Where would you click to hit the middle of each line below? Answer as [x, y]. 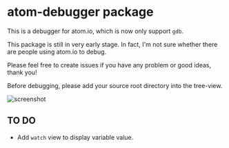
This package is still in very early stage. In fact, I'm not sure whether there [112, 44]
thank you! [22, 72]
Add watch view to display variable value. [75, 137]
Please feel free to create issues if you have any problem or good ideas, [109, 65]
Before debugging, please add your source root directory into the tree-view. [115, 85]
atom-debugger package [80, 12]
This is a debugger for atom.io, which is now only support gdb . [96, 31]
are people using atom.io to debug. [57, 52]
